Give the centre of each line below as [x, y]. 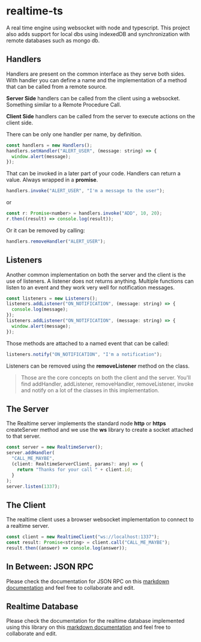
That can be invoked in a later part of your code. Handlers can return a [94, 174]
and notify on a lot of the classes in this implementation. [90, 390]
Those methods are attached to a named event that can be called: [88, 343]
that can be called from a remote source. [56, 86]
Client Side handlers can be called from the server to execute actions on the [101, 116]
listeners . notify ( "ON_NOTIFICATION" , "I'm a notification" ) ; [84, 354]
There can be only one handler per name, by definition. [74, 134]
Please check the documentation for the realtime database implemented [95, 621]
